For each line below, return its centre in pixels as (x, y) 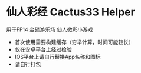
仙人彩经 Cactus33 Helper (71, 12)
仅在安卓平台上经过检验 (43, 49)
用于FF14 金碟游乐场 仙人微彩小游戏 (50, 29)
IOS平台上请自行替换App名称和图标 (58, 57)
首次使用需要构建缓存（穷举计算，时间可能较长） (74, 42)
